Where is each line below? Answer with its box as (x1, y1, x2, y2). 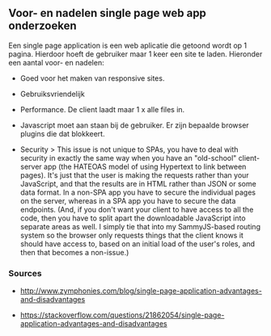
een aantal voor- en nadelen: (8, 57, 104, 67)
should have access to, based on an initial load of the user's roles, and (19, 238, 256, 249)
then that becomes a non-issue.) (19, 247, 129, 257)
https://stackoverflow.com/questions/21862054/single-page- (19, 310, 225, 320)
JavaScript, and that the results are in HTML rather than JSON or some (19, 178, 256, 188)
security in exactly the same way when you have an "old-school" (19, 153, 237, 162)
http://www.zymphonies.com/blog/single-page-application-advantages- (19, 286, 263, 296)
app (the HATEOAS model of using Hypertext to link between (43, 162, 247, 171)
